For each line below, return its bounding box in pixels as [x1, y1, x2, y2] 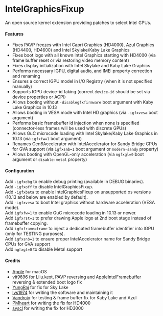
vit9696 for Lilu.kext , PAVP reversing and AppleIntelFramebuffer [12, 274, 141, 280]
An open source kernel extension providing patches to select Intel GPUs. [5, 20, 152, 26]
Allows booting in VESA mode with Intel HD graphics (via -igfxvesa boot [12, 109, 158, 116]
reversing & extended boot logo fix [12, 279, 82, 285]
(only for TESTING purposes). [5, 231, 65, 237]
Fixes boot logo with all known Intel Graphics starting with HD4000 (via [12, 53, 156, 58]
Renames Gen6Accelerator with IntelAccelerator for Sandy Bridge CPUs [12, 141, 158, 147]
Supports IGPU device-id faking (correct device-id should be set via [12, 89, 150, 95]
